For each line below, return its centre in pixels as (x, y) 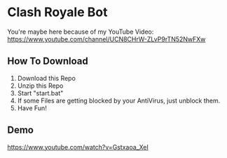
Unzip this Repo (40, 86)
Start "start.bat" (40, 93)
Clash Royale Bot (57, 12)
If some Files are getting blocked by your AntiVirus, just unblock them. (119, 100)
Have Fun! (32, 108)
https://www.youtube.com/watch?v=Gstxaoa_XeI (78, 147)
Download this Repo (46, 78)
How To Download (48, 61)
